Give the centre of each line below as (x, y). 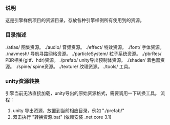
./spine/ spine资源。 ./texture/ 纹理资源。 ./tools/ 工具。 (74, 66)
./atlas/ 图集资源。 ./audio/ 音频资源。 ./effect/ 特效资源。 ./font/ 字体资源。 (85, 47)
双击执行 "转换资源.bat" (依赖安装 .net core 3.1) (62, 117)
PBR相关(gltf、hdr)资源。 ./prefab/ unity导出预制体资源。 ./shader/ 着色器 (83, 60)
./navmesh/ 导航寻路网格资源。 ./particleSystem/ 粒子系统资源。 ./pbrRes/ (83, 53)
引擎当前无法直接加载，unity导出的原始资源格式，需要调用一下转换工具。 (82, 93)
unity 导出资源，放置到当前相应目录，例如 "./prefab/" (68, 110)
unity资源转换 (23, 81)
